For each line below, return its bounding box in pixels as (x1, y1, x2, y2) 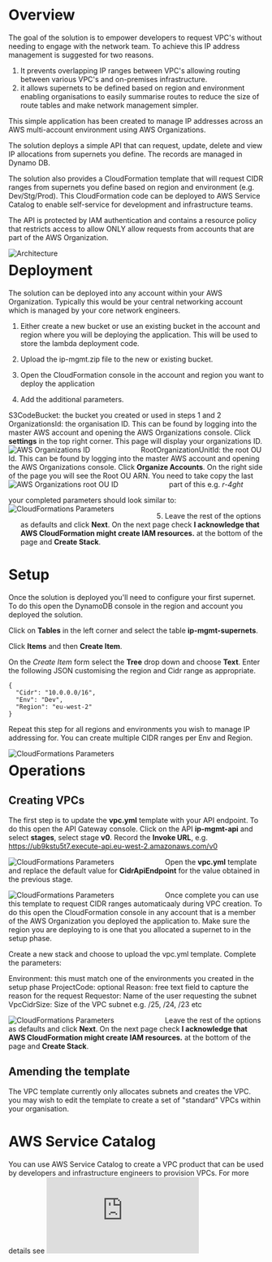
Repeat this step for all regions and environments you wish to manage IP (8, 724, 250, 734)
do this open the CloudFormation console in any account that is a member (8, 907, 256, 917)
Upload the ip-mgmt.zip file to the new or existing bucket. (19, 354, 214, 364)
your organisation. (8, 1103, 69, 1113)
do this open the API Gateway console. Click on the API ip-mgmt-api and (8, 824, 253, 834)
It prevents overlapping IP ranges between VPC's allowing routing (19, 65, 241, 75)
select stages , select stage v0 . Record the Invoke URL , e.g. (8, 832, 209, 842)
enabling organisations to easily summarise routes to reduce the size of (19, 91, 260, 101)
